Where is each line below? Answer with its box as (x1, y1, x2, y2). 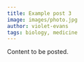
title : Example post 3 (7, 10, 72, 17)
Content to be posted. (7, 48, 69, 56)
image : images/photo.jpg (7, 16, 78, 23)
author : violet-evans (7, 22, 69, 29)
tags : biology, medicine (7, 29, 78, 36)
